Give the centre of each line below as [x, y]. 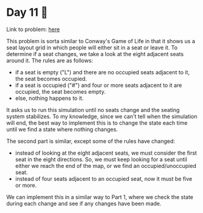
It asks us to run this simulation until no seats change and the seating [93, 110]
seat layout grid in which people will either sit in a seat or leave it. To [92, 47]
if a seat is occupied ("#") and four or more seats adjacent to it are [98, 85]
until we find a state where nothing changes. [62, 129]
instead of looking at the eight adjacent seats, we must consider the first [106, 153]
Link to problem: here [33, 29]
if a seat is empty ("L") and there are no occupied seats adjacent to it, [102, 72]
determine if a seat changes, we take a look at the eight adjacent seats [95, 54]
